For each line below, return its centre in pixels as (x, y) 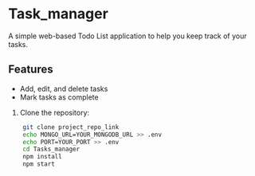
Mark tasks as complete (59, 97)
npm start (39, 164)
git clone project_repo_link (71, 127)
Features (31, 70)
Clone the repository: (55, 112)
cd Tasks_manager (51, 149)
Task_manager (59, 14)
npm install (42, 157)
